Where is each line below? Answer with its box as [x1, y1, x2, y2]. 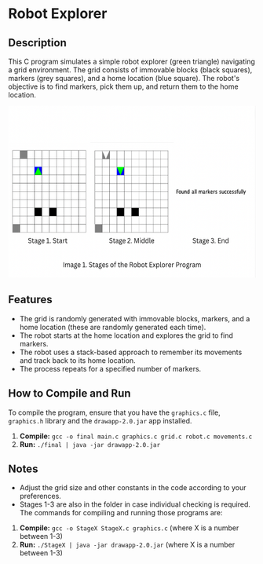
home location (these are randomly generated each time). [19, 322, 206, 331]
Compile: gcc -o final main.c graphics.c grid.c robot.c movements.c [19, 431, 253, 441]
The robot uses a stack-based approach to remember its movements [19, 347, 243, 357]
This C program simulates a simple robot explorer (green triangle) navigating [8, 57, 255, 66]
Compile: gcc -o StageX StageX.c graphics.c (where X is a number [19, 523, 239, 533]
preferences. [19, 492, 61, 501]
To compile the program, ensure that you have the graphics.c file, [8, 408, 221, 417]
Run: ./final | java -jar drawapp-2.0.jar [19, 439, 161, 449]
